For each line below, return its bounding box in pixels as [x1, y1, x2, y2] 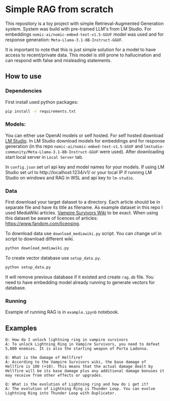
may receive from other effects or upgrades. [5, 373, 103, 378]
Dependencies [5, 88, 42, 95]
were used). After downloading [99, 149, 164, 155]
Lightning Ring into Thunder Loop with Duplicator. [5, 390, 117, 395]
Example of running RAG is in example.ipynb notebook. [5, 309, 119, 315]
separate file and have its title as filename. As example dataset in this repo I [5, 205, 163, 211]
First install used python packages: [5, 99, 79, 105]
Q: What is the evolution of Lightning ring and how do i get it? [5, 382, 149, 387]
